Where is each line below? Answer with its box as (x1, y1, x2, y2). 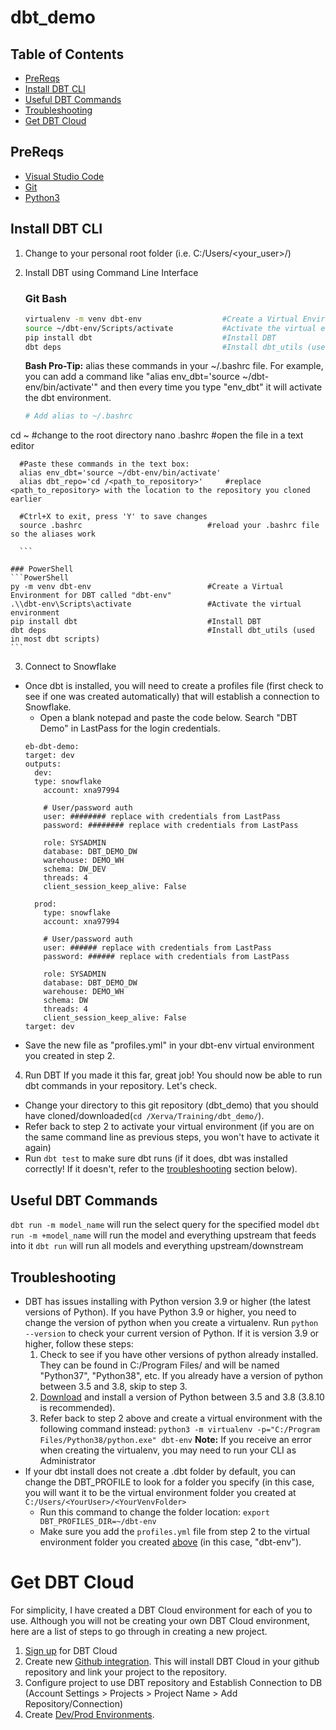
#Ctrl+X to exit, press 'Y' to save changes (19, 512, 208, 522)
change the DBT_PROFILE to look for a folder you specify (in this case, (24, 1476, 315, 1488)
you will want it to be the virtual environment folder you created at (24, 1486, 297, 1498)
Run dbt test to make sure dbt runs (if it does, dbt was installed (24, 1152, 288, 1165)
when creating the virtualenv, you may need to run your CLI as (39, 1444, 297, 1456)
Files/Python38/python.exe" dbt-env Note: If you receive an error (39, 1433, 313, 1445)
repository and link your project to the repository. (24, 1666, 228, 1678)
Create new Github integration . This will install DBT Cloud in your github (24, 1655, 320, 1667)
